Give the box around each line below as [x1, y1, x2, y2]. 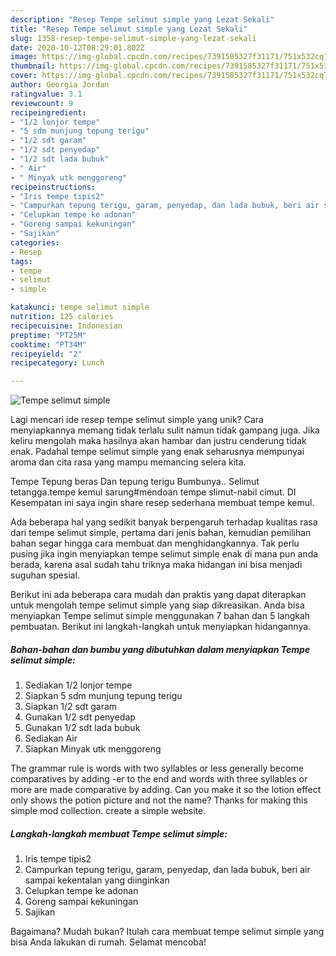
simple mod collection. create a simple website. [10, 805, 207, 817]
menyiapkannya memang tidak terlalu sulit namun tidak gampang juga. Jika [10, 424, 320, 436]
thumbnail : [10, 61, 56, 71]
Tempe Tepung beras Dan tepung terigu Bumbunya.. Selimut [10, 476, 260, 488]
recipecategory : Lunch [10, 358, 105, 368]
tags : [10, 256, 33, 266]
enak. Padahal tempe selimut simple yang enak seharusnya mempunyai [10, 446, 305, 458]
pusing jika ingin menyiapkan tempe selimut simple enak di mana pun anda [10, 548, 319, 560]
